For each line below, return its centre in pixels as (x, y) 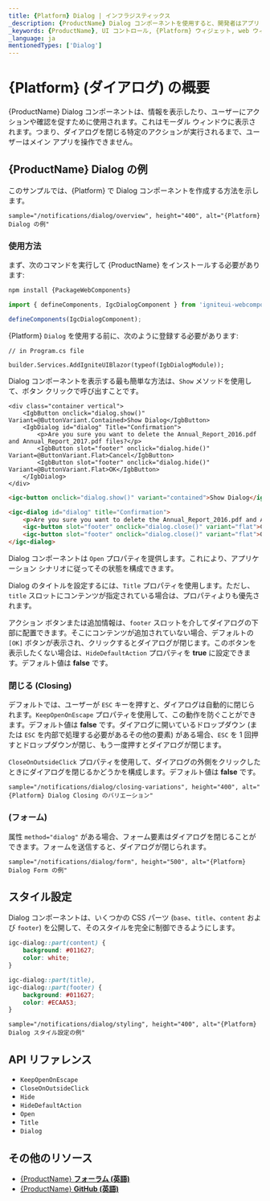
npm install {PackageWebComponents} (70, 290)
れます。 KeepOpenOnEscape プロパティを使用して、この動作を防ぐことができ (133, 715)
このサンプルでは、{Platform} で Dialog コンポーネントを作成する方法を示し (134, 191)
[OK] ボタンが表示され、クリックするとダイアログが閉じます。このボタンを (133, 643)
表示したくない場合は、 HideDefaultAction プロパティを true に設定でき (126, 653)
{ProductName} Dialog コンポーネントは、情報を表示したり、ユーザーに (127, 112)
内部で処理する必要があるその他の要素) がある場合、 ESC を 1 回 (147, 735)
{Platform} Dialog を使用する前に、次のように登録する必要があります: (123, 335)
